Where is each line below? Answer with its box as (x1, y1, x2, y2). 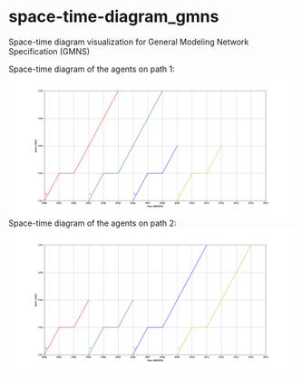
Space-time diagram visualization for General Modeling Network (8, 36, 249, 47)
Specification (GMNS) (8, 45, 91, 56)
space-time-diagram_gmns (8, 6, 219, 27)
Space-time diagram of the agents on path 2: (8, 218, 177, 228)
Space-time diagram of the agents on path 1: (8, 63, 176, 74)
